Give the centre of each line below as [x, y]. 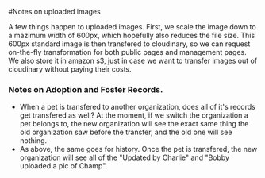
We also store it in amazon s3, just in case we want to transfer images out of [133, 60]
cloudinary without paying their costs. [70, 69]
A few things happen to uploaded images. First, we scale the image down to [132, 27]
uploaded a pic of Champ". [63, 166]
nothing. [33, 141]
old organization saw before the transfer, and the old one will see [126, 132]
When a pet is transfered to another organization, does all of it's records [137, 107]
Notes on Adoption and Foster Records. [86, 89]
